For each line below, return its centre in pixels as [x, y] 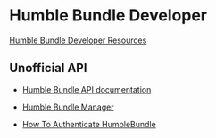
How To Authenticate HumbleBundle [89, 124]
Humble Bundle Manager [68, 107]
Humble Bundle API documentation [87, 89]
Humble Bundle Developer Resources [78, 40]
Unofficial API [48, 68]
